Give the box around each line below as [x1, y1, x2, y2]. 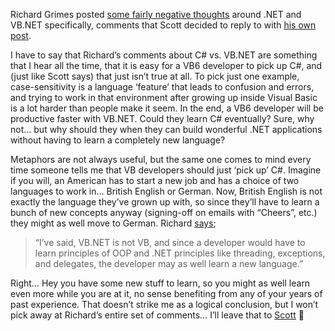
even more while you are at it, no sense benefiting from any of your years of [10, 288, 323, 299]
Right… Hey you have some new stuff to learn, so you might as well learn [10, 277, 311, 289]
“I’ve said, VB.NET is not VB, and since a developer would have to [34, 237, 306, 248]
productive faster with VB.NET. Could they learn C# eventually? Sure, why [10, 113, 315, 124]
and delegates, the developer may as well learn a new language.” [34, 258, 304, 269]
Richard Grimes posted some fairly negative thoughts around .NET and [10, 9, 302, 20]
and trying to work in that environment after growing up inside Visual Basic [10, 92, 318, 103]
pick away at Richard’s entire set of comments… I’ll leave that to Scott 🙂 [10, 309, 305, 321]
